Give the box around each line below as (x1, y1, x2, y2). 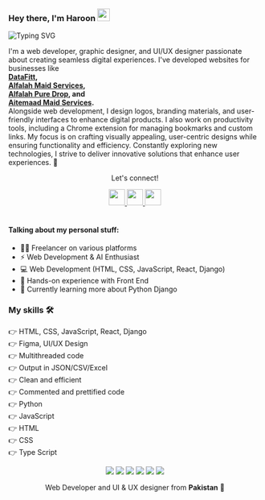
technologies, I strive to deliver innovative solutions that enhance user (8, 149, 240, 159)
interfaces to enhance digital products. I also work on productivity (35, 115, 254, 125)
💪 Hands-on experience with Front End (19, 275, 149, 285)
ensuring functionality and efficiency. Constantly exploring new (8, 141, 218, 151)
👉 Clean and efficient (8, 374, 82, 384)
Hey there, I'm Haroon (8, 12, 96, 23)
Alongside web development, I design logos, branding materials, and (8, 106, 235, 116)
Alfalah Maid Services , (8, 81, 86, 90)
